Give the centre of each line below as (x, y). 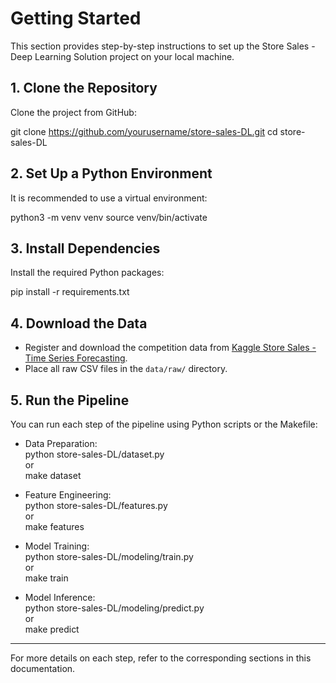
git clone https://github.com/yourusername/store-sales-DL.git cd (144, 131)
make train (46, 578)
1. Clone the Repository (84, 88)
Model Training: (57, 546)
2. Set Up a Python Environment (111, 173)
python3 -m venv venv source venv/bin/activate (109, 217)
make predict (52, 629)
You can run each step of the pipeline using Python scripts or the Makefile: (164, 424)
